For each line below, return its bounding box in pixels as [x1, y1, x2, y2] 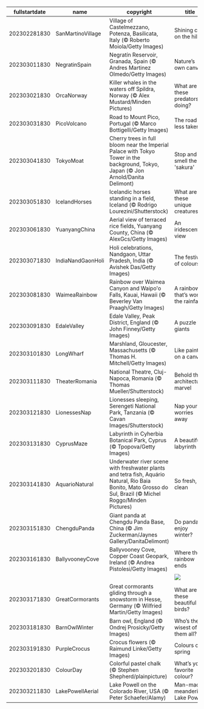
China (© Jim [109, 524, 143, 532]
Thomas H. [109, 353, 137, 360]
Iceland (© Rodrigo [109, 201, 157, 208]
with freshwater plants [109, 464, 166, 471]
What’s [174, 660, 192, 667]
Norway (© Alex [109, 92, 150, 99]
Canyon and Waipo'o [109, 284, 161, 292]
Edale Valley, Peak [109, 312, 155, 320]
